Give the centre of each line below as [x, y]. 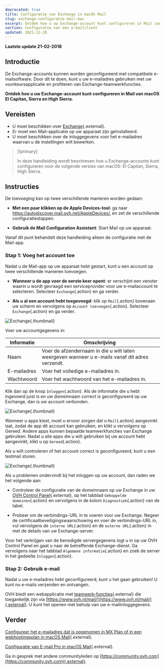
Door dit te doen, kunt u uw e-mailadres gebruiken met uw [93, 79]
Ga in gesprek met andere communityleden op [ [54, 656]
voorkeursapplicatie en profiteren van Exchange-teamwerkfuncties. [74, 84]
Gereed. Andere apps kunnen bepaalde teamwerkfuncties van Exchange [79, 431]
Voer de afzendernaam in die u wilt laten [88, 351]
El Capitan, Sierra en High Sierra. [39, 99]
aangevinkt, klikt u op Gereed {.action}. [43, 441]
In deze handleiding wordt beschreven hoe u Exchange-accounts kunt [88, 161]
